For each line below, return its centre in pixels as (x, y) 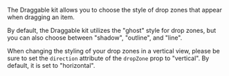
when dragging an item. (41, 17)
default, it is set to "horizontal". (51, 65)
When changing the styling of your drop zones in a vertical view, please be (113, 51)
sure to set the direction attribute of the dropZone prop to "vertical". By (108, 58)
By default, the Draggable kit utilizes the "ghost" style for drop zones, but (112, 30)
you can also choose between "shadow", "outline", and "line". (95, 38)
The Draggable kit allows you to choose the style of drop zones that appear (115, 10)
